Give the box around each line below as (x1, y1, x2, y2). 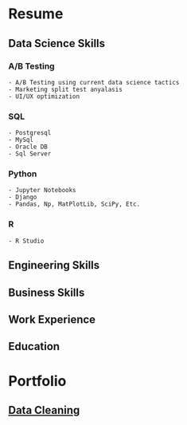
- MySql (8, 136, 34, 144)
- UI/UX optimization (8, 92, 80, 100)
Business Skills (8, 285, 85, 299)
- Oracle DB (8, 143, 48, 152)
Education (8, 340, 60, 353)
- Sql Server (8, 150, 52, 158)
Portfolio (8, 372, 67, 390)
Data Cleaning (8, 403, 80, 417)
